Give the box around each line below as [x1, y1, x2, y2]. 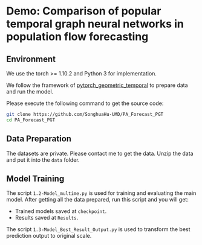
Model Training [6, 173, 65, 183]
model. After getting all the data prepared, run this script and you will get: [6, 196, 189, 203]
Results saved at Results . [15, 214, 79, 221]
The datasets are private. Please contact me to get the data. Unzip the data [6, 150, 194, 157]
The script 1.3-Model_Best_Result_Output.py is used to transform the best [6, 226, 191, 233]
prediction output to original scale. [6, 232, 92, 240]
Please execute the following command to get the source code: [6, 100, 164, 107]
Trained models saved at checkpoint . [15, 208, 107, 215]
